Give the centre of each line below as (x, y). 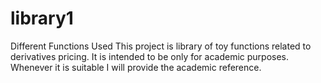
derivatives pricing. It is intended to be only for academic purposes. (150, 56)
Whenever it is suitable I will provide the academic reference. (136, 67)
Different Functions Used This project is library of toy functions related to (161, 46)
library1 (42, 18)
